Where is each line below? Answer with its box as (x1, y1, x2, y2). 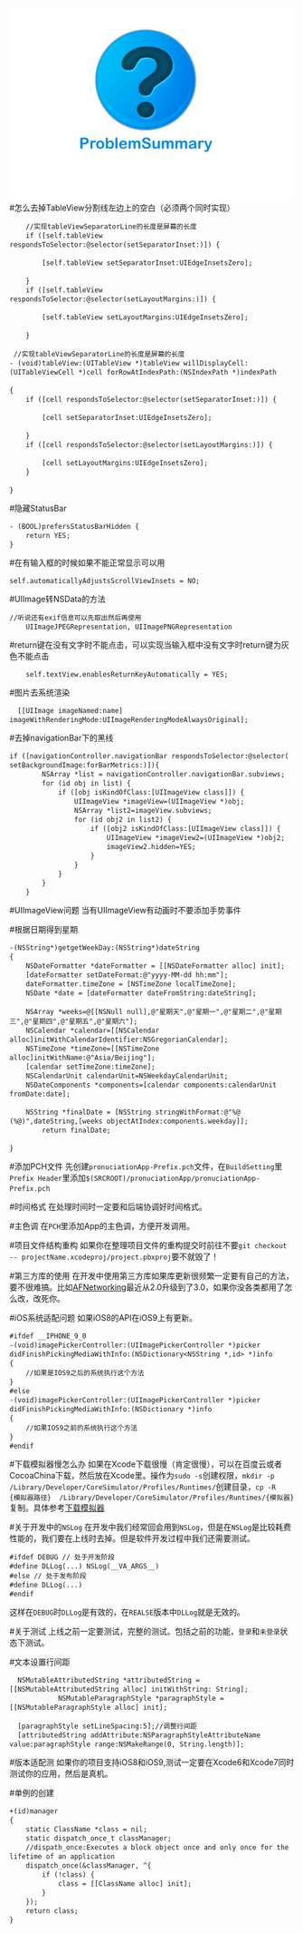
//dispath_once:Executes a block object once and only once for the (25, 1843, 289, 1852)
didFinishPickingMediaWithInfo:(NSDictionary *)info (9, 1405, 213, 1414)
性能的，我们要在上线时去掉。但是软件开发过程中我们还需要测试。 (9, 1533, 255, 1544)
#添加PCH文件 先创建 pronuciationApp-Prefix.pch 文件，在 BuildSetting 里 (9, 1161, 283, 1172)
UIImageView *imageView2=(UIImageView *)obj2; (106, 834, 285, 843)
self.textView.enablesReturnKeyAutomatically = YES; (25, 670, 229, 679)
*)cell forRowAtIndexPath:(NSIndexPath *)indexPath (78, 368, 278, 377)
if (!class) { (42, 1870, 95, 1879)
